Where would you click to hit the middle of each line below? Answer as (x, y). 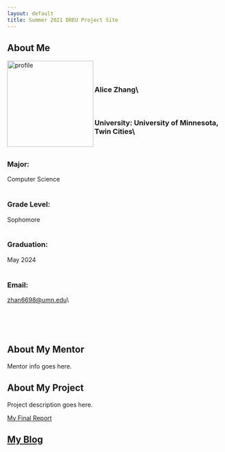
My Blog (25, 440)
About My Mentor (46, 350)
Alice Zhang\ (117, 90)
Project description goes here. (50, 404)
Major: (18, 164)
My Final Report (30, 417)
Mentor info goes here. (40, 366)
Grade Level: (29, 204)
